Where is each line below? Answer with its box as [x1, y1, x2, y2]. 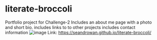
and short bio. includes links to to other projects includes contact [5, 24, 136, 30]
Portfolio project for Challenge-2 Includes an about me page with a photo [5, 19, 152, 25]
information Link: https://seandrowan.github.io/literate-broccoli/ [5, 29, 152, 35]
